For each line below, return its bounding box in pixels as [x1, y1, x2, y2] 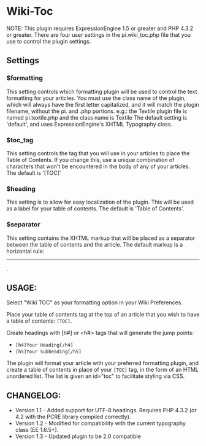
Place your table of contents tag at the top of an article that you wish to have [6, 311, 200, 318]
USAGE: [6, 282, 37, 293]
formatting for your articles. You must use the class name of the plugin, [6, 94, 186, 102]
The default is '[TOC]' [6, 169, 61, 176]
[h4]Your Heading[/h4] [15, 342, 74, 348]
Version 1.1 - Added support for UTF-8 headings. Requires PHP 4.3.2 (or [15, 407, 197, 414]
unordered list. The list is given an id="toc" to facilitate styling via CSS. [6, 372, 185, 380]
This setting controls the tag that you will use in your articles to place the [6, 149, 190, 157]
